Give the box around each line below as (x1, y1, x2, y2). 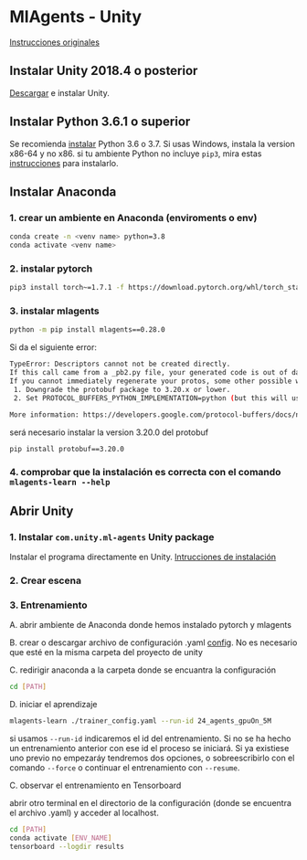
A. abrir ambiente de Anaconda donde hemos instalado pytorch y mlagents (9, 620, 292, 631)
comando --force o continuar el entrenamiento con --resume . (9, 762, 240, 773)
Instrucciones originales (9, 37, 101, 48)
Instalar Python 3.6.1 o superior (9, 114, 191, 130)
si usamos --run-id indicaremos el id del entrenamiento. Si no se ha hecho (9, 733, 291, 744)
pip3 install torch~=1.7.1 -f (9, 283, 125, 292)
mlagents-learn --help (9, 477, 111, 488)
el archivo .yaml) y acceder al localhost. (9, 807, 160, 819)
